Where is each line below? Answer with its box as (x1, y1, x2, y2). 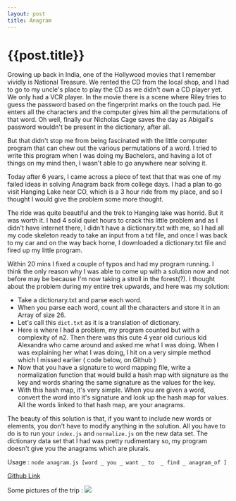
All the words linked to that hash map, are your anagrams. (17, 401, 185, 409)
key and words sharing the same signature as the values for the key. (17, 378, 216, 387)
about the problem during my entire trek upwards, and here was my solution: (7, 283, 230, 291)
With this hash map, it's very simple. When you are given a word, (17, 385, 206, 395)
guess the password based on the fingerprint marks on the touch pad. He (7, 100, 221, 109)
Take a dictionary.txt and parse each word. (17, 296, 142, 304)
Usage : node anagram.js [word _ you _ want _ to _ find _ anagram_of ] (7, 458, 228, 466)
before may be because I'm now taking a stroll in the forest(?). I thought (7, 275, 216, 283)
